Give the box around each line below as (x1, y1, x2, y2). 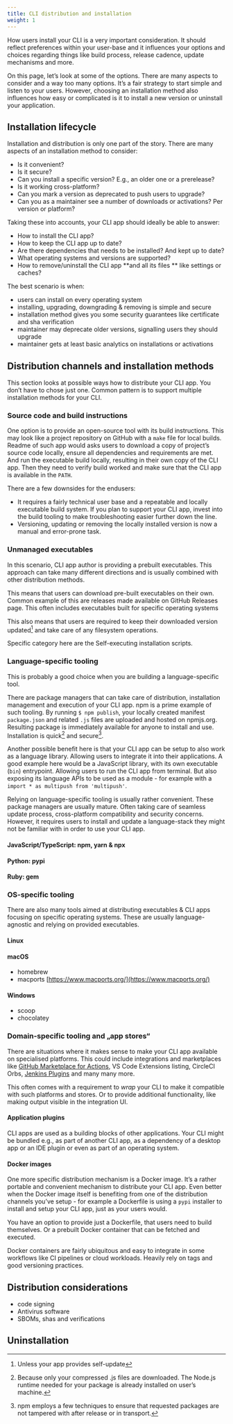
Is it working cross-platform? (17, 182, 100, 191)
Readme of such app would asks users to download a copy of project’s (7, 441, 210, 449)
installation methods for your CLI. (7, 394, 103, 402)
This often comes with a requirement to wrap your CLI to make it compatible (7, 1082, 225, 1091)
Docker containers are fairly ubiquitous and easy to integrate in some (7, 1247, 205, 1255)
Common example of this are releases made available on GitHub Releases (7, 596, 218, 605)
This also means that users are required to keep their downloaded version (7, 617, 218, 625)
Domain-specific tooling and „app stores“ (7, 1031, 150, 1041)
